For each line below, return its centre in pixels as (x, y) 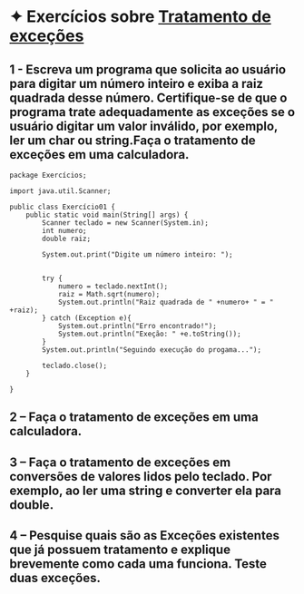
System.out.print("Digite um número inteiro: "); (137, 255)
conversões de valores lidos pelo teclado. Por (141, 477)
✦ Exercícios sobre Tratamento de (141, 17)
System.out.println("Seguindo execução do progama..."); (152, 350)
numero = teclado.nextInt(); (113, 287)
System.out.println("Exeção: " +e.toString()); (150, 334)
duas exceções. (55, 578)
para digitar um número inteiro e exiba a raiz (137, 83)
